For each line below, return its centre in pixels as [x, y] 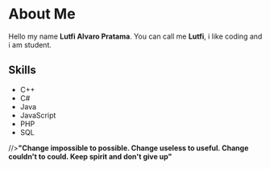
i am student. [30, 44]
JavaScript [38, 115]
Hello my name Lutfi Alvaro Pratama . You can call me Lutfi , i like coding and [135, 36]
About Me [42, 14]
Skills [22, 70]
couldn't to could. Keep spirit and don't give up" [90, 156]
